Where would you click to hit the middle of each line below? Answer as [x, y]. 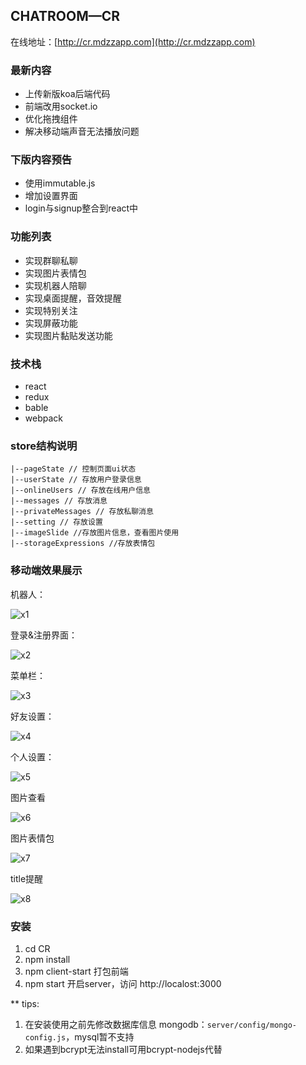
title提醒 [27, 878]
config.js [45, 1037]
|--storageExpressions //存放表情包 [83, 544]
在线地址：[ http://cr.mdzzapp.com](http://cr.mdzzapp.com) [133, 41]
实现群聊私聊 [51, 260]
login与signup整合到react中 [81, 208]
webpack [43, 418]
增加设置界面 [51, 196]
